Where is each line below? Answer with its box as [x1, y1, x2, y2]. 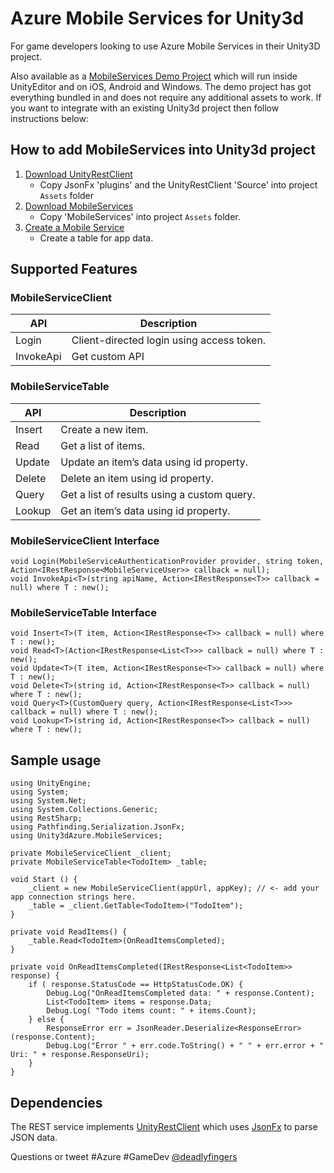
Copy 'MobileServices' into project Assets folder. [39, 210, 241, 222]
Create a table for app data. [39, 232, 154, 244]
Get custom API [71, 350, 145, 364]
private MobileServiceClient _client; [10, 848, 172, 859]
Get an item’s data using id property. [60, 503, 231, 517]
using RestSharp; [10, 813, 83, 824]
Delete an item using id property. [60, 471, 215, 485]
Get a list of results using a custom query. [60, 487, 256, 501]
